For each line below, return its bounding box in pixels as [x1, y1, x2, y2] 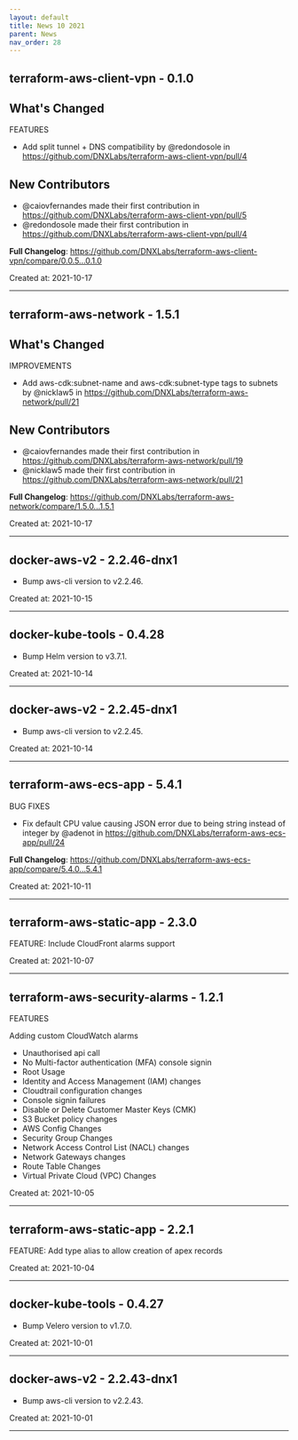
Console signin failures [21, 1095, 106, 1106]
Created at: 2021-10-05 [9, 1188, 95, 1198]
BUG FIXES [9, 801, 51, 812]
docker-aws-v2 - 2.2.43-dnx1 [9, 1372, 178, 1387]
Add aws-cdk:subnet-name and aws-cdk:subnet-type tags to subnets [21, 378, 278, 388]
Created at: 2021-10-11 [9, 881, 91, 892]
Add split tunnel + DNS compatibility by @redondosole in [21, 141, 231, 152]
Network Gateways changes [21, 1152, 126, 1163]
